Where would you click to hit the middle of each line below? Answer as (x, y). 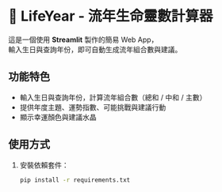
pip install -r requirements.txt (75, 180)
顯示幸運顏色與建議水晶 (58, 117)
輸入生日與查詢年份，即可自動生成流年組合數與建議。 (95, 49)
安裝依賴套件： (44, 165)
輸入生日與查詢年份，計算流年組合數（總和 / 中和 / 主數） (113, 97)
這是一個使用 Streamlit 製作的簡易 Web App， (83, 40)
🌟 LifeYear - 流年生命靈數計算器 (111, 16)
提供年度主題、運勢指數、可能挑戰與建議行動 (93, 107)
